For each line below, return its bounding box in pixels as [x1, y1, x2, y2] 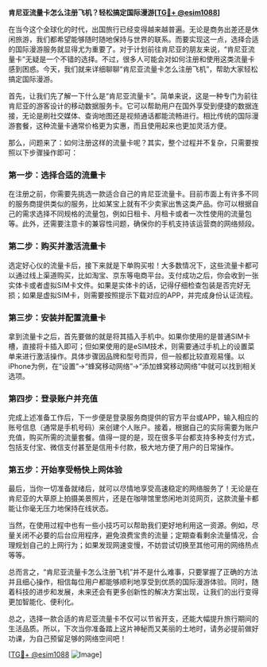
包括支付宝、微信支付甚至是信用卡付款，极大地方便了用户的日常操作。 [8, 443, 238, 452]
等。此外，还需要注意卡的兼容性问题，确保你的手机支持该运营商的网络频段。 [8, 219, 259, 229]
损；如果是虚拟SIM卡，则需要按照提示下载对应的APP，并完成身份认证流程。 [8, 290, 257, 300]
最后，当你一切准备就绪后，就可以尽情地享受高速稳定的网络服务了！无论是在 [8, 484, 259, 494]
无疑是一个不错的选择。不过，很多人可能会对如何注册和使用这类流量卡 [25, 55, 256, 64]
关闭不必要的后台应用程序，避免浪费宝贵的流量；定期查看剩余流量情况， [14, 530, 252, 540]
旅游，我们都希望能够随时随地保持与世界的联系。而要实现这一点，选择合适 [14, 35, 259, 44]
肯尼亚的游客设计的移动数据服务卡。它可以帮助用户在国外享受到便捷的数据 [8, 101, 252, 111]
